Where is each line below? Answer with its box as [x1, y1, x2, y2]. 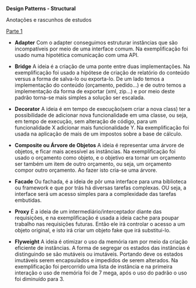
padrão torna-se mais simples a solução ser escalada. [14, 94, 145, 101]
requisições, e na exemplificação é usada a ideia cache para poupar [14, 214, 180, 221]
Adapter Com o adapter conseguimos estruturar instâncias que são [14, 39, 178, 46]
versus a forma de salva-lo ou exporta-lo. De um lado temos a [14, 76, 165, 82]
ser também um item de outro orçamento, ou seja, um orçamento [14, 161, 171, 167]
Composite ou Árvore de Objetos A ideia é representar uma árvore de [14, 142, 184, 148]
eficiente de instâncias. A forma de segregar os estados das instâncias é [14, 245, 190, 251]
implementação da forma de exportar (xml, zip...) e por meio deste [14, 88, 175, 94]
